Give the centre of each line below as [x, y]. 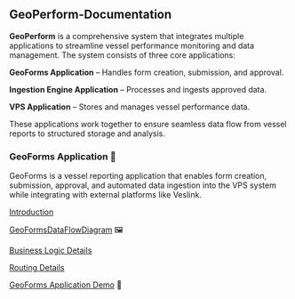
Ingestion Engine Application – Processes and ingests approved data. [138, 89]
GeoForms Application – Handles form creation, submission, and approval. [147, 72]
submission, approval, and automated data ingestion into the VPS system [143, 185]
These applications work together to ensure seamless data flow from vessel [148, 124]
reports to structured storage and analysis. [88, 133]
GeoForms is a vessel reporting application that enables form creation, [138, 176]
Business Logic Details [51, 251]
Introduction [32, 212]
